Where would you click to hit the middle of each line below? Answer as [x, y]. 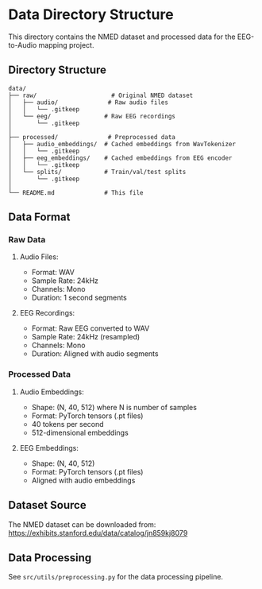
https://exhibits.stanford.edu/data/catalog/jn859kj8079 [98, 533]
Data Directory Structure [91, 15]
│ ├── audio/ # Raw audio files [89, 102]
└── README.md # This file [76, 192]
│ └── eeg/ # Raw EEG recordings [92, 116]
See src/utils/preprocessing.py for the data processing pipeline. [116, 577]
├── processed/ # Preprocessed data [92, 137]
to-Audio [23, 45]
